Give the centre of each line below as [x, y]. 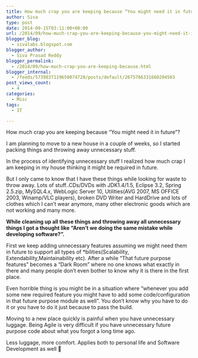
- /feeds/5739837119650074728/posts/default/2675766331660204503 [93, 77]
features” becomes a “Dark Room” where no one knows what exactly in [93, 265]
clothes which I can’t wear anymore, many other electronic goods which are [98, 204]
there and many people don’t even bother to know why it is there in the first [98, 271]
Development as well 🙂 [34, 349]
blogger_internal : [29, 72]
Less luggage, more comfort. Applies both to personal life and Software [93, 343]
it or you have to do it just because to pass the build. [70, 307]
